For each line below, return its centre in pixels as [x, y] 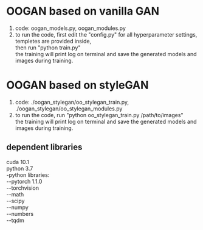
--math [15, 194]
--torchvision [23, 188]
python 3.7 [20, 168]
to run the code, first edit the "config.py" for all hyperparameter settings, [106, 34]
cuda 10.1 [18, 162]
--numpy [17, 207]
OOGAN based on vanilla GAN [83, 11]
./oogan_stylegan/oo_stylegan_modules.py [69, 109]
